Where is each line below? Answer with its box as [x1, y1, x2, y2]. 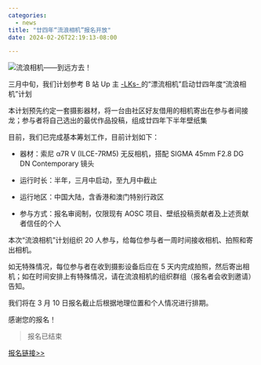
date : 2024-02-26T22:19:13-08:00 [8, 33, 118, 42]
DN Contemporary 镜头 [19, 159, 95, 169]
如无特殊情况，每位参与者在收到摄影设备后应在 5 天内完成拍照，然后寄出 [8, 262, 243, 272]
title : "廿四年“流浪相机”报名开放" [8, 26, 111, 34]
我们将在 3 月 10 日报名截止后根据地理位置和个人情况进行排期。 [8, 298, 213, 308]
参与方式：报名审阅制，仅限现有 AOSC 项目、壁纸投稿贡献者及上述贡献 [19, 209, 249, 218]
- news [15, 19, 37, 27]
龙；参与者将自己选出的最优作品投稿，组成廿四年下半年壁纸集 [8, 115, 208, 126]
